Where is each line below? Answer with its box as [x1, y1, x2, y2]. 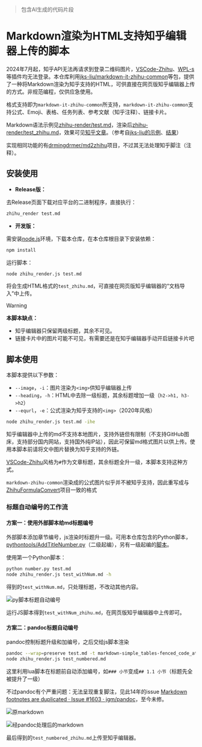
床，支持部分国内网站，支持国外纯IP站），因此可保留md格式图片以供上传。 [6, 438, 191, 445]
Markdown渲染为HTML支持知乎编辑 [6, 30, 186, 43]
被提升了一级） [6, 675, 43, 682]
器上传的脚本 [6, 45, 70, 58]
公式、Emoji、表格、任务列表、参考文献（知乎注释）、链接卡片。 [11, 108, 170, 115]
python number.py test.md [6, 566, 71, 572]
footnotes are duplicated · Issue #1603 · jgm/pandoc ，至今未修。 [6, 695, 167, 702]
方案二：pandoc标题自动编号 [6, 624, 79, 631]
